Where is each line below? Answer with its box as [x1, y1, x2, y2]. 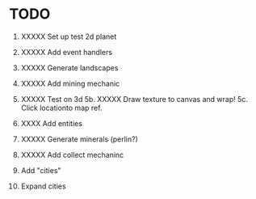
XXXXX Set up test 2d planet [20, 32, 117, 41]
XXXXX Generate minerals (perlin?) [20, 134, 138, 144]
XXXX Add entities [20, 118, 83, 128]
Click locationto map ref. [20, 103, 103, 112]
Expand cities [20, 181, 67, 191]
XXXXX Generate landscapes [20, 62, 119, 73]
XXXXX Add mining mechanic [20, 78, 120, 88]
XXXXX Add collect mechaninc [20, 150, 124, 159]
